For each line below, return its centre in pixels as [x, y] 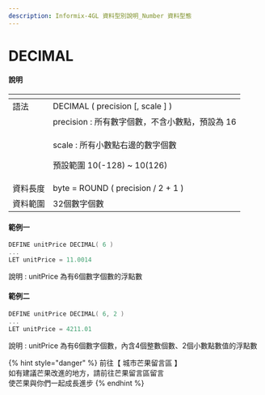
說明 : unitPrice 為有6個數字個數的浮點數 [76, 276]
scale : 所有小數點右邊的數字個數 [115, 145]
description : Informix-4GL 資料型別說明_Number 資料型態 [100, 16]
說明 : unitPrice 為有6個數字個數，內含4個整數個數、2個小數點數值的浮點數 [133, 346]
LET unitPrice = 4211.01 [50, 329]
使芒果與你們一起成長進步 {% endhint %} [76, 383]
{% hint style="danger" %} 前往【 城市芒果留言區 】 [95, 363]
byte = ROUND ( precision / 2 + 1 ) [118, 189]
